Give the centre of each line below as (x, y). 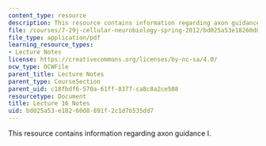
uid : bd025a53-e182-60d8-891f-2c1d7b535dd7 (81, 111)
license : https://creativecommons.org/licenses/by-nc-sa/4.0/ (113, 60)
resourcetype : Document (47, 96)
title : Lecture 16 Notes (49, 103)
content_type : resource (47, 15)
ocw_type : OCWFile (38, 67)
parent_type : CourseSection (55, 81)
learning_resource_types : (51, 45)
